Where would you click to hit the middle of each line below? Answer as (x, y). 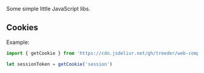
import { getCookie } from (40, 53)
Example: (18, 42)
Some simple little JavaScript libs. (49, 9)
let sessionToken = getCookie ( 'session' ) (59, 64)
